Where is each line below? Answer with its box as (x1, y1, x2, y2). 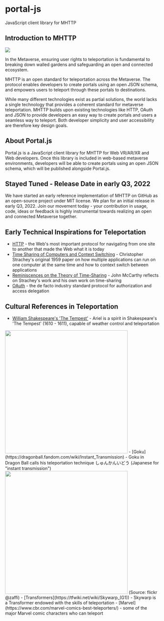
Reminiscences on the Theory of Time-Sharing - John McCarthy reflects (12, 272, 159, 279)
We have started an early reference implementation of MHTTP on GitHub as (5, 193, 158, 199)
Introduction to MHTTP (5, 34, 77, 42)
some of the (122, 605, 147, 611)
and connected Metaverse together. (5, 214, 77, 219)
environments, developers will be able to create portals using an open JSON (5, 160, 159, 166)
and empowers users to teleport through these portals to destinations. (5, 87, 146, 93)
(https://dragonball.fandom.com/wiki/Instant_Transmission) (5, 454, 125, 460)
